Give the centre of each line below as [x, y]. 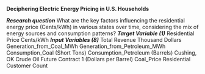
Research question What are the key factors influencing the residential [95, 20]
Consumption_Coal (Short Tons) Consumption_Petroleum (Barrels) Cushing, [102, 53]
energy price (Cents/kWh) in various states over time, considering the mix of [103, 27]
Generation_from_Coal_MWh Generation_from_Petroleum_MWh [86, 46]
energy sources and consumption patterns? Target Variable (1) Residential [100, 33]
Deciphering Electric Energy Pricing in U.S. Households [78, 9]
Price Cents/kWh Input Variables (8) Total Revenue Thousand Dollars [94, 40]
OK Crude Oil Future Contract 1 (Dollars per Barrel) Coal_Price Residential [99, 59]
